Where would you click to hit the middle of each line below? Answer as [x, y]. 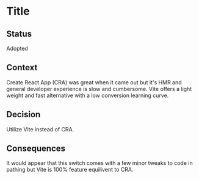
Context [22, 68]
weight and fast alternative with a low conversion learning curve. [88, 95]
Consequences [36, 149]
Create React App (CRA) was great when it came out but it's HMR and [94, 82]
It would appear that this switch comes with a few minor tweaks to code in [100, 163]
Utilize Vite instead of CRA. [40, 129]
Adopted [17, 48]
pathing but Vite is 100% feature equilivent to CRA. [70, 170]
